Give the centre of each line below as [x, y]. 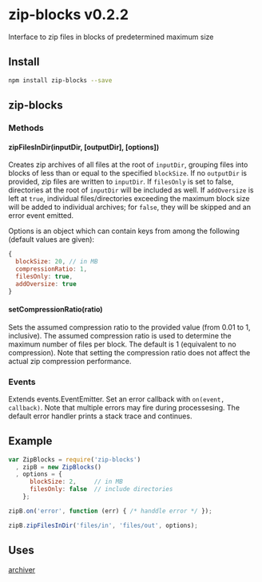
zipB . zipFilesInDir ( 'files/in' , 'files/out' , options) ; [103, 525]
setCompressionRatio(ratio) [56, 309]
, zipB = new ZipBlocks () [59, 467]
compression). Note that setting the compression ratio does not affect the [129, 352]
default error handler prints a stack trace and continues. [100, 416]
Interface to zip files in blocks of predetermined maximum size [111, 37]
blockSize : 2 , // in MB [76, 482]
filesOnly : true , [44, 276]
